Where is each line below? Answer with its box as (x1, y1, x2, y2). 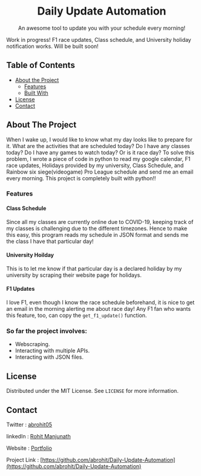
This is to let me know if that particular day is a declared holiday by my (6, 265, 182, 272)
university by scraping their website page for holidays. (6, 271, 142, 279)
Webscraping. (15, 341, 50, 348)
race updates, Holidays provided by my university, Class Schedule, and (6, 161, 184, 169)
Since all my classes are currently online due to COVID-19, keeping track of (6, 218, 194, 225)
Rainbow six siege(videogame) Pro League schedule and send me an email (6, 168, 194, 175)
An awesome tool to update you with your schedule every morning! (18, 24, 186, 32)
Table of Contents (6, 60, 76, 70)
